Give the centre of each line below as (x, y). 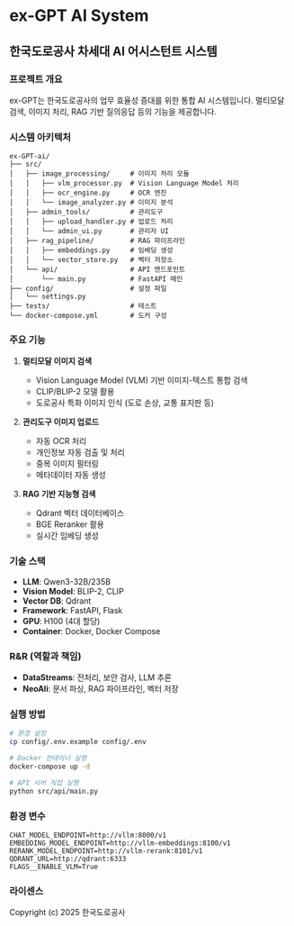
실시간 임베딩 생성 (67, 536)
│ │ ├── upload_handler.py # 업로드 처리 (91, 222)
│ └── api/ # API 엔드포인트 (98, 270)
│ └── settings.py (48, 297)
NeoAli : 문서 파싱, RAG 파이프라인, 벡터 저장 (100, 689)
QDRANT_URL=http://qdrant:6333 (68, 858)
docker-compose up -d (50, 767)
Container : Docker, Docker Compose (91, 631)
